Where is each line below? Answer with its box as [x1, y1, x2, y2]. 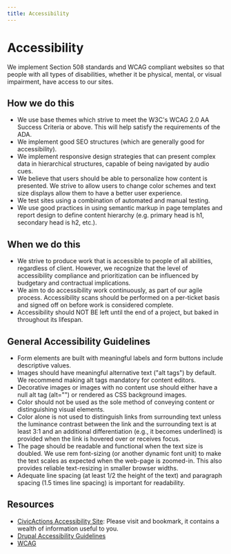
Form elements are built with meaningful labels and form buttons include [17, 354, 223, 362]
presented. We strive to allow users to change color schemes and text [17, 182, 216, 190]
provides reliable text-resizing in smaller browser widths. [17, 464, 179, 472]
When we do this [7, 238, 81, 250]
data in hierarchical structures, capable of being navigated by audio [17, 160, 210, 168]
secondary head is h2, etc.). [17, 218, 97, 227]
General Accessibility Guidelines [7, 336, 150, 347]
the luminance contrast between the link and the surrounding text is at [17, 420, 217, 428]
